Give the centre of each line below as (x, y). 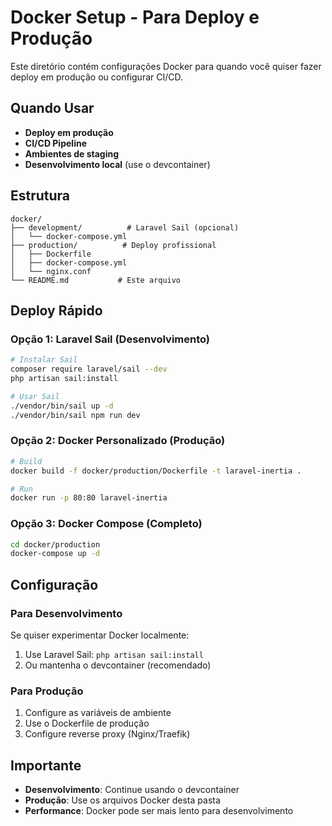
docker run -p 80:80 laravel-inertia (89, 498)
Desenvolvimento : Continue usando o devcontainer (132, 790)
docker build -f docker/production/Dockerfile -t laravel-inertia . (156, 471)
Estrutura (40, 196)
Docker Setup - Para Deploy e (135, 17)
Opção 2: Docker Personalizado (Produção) (118, 441)
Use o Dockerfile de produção (87, 723)
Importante (46, 765)
